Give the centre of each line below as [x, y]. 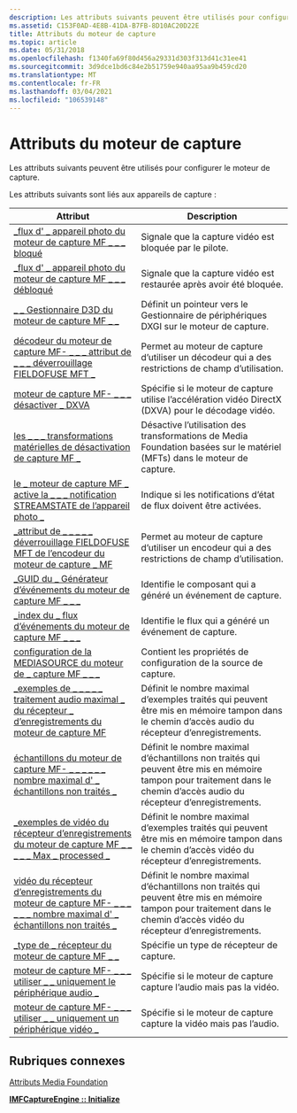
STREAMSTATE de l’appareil [72, 506]
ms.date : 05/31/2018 [47, 50]
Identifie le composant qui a [198, 584]
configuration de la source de [202, 663]
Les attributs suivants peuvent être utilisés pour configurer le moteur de [140, 168]
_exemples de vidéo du [61, 823]
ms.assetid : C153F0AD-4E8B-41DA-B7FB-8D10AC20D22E [104, 26]
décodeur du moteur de [63, 341]
